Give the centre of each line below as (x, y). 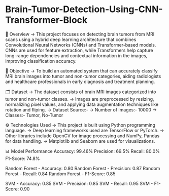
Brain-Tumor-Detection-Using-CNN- (84, 9)
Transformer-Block (46, 20)
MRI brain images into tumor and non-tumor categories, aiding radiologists (83, 76)
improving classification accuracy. (41, 61)
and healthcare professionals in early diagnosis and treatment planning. (80, 82)
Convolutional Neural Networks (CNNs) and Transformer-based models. (81, 45)
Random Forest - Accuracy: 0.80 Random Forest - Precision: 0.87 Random (83, 168)
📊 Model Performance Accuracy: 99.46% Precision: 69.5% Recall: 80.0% (82, 151)
